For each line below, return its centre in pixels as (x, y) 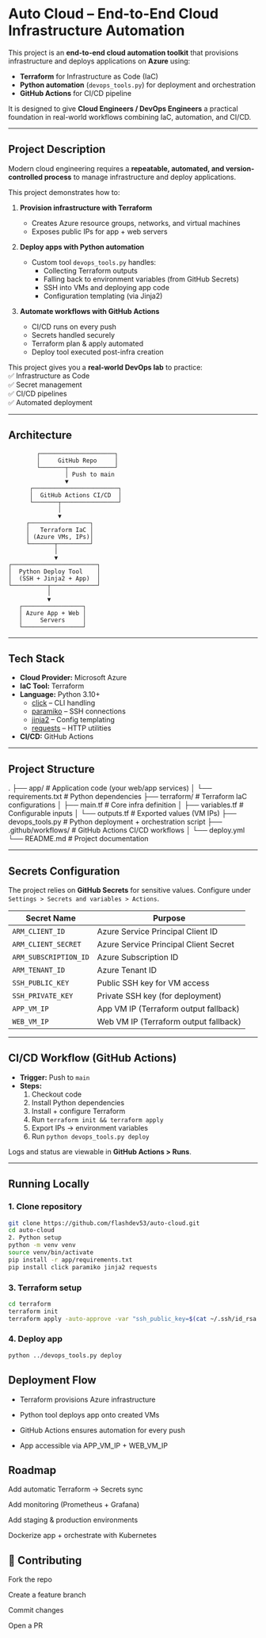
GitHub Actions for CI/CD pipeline (76, 93)
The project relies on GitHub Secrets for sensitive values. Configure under (130, 890)
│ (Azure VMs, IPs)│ (59, 537)
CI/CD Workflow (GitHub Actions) (93, 1058)
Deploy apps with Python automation (82, 247)
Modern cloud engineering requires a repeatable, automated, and (116, 168)
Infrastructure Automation (97, 31)
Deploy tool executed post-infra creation (97, 352)
